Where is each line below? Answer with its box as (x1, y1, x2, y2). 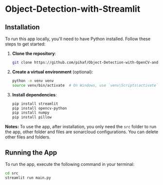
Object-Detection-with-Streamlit (5, 3, 141, 15)
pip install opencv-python (12, 106, 67, 111)
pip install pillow (12, 115, 52, 120)
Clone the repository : (12, 50, 56, 56)
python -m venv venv (12, 78, 54, 83)
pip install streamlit (12, 101, 58, 106)
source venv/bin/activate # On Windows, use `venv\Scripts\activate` (12, 83, 159, 88)
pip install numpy (12, 110, 50, 116)
